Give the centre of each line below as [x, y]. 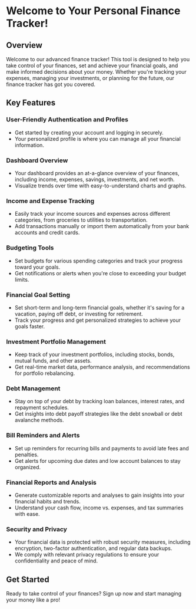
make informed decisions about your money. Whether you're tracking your [97, 72]
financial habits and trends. [47, 502]
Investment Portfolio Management [56, 341]
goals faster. [30, 326]
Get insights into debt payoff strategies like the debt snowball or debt [98, 414]
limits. [22, 279]
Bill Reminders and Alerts [43, 436]
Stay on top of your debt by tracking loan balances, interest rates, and [99, 401]
